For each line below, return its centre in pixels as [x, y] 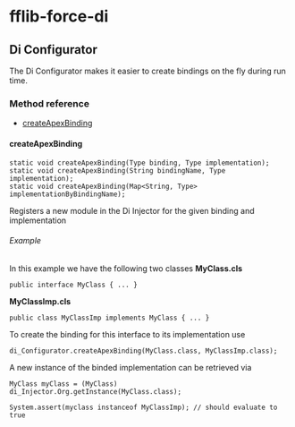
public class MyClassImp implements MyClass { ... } [110, 318]
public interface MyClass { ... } [74, 285]
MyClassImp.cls [40, 301]
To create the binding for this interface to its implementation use [127, 334]
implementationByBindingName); [67, 194]
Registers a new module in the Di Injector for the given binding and [132, 210]
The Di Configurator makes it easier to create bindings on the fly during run [147, 71]
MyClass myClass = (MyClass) [63, 384]
